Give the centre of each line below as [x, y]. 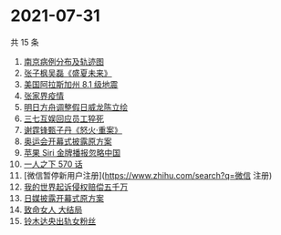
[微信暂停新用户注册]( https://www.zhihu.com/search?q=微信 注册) [148, 175]
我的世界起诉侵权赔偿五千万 [76, 187]
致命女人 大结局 [53, 209]
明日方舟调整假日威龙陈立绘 [76, 107]
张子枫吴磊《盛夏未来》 [68, 73]
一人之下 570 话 [53, 164]
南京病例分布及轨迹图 [63, 61]
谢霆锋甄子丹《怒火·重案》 [73, 129]
